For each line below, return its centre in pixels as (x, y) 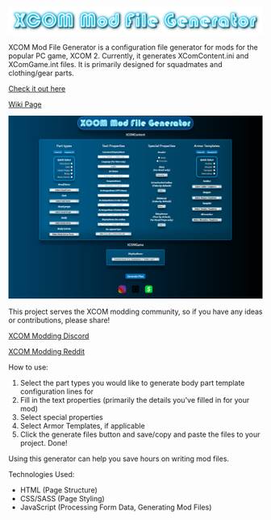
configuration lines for (57, 391)
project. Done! (44, 443)
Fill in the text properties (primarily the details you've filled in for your (135, 400)
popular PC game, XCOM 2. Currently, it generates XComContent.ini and (129, 56)
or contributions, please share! (59, 320)
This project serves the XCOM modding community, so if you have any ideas (136, 312)
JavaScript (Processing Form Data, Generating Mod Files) (116, 507)
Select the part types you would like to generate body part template (132, 383)
